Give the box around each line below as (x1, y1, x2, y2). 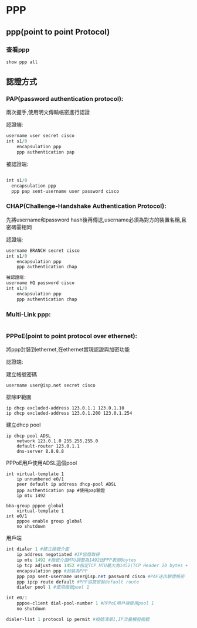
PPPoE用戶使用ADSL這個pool (6, 459, 77, 466)
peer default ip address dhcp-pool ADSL (16, 482, 117, 487)
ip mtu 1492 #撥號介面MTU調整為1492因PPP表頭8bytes (16, 557, 137, 563)
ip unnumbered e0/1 (16, 476, 64, 482)
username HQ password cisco (6, 280, 75, 286)
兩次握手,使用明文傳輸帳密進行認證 (6, 109, 90, 116)
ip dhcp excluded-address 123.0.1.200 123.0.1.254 (6, 411, 133, 417)
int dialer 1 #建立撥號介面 (6, 546, 69, 552)
